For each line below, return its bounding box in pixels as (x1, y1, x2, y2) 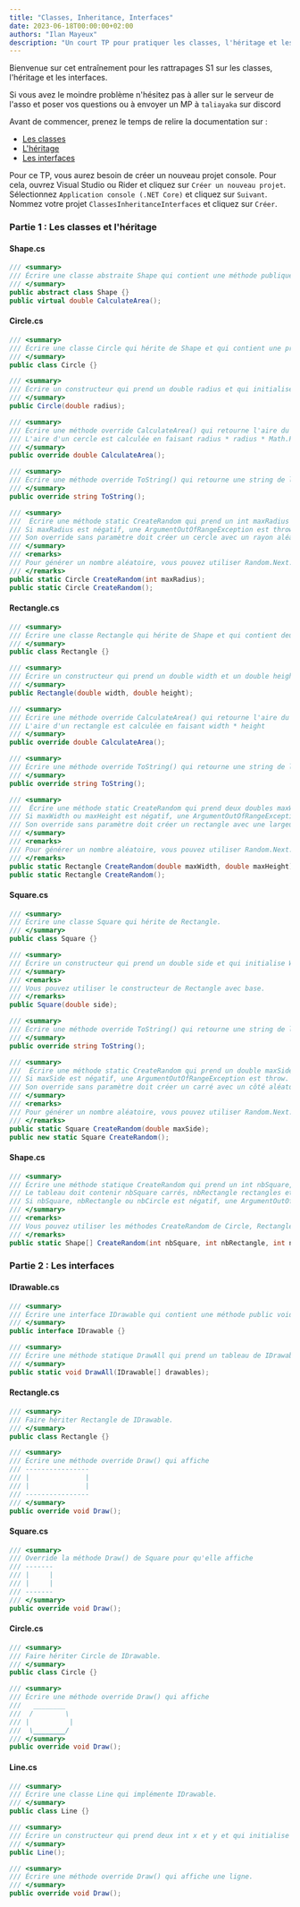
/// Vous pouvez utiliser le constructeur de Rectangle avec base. (9, 984, 266, 993)
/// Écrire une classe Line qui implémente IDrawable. (9, 1790, 218, 1800)
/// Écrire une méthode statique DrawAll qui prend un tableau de (9, 1351, 262, 1361)
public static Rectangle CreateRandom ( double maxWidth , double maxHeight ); (9, 861, 297, 871)
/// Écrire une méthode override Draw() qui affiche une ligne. (9, 1872, 254, 1881)
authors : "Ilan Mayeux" (9, 30, 98, 38)
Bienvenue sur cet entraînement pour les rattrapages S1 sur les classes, (9, 63, 273, 73)
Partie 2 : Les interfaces (9, 1260, 114, 1272)
